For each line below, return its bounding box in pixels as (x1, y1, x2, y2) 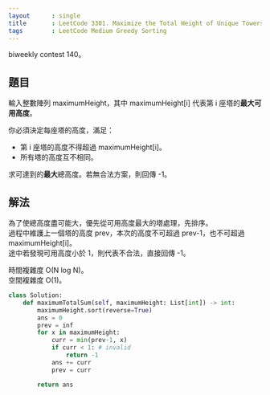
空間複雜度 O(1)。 (8, 275, 67, 285)
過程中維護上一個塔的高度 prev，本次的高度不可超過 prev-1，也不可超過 (8, 228, 245, 238)
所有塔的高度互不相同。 (19, 153, 98, 162)
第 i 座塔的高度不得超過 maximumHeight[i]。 (19, 142, 166, 153)
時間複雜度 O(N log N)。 (8, 266, 88, 275)
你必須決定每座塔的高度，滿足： (8, 125, 114, 135)
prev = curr (51, 366, 92, 374)
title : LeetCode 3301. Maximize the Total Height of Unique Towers (8, 19, 264, 27)
